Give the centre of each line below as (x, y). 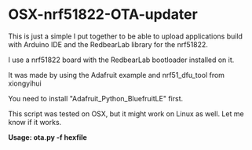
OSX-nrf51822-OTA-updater (103, 15)
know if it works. (35, 122)
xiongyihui (25, 83)
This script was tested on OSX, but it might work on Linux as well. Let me (126, 113)
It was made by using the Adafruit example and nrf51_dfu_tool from (117, 75)
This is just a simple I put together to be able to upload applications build (126, 36)
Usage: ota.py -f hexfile (48, 137)
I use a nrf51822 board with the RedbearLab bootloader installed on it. (121, 60)
